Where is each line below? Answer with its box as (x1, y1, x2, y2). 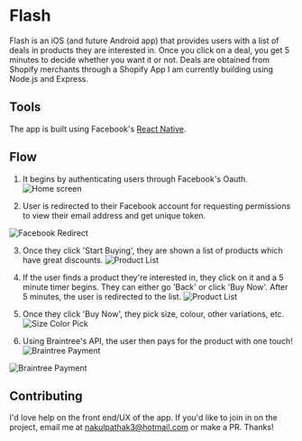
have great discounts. (22, 254, 104, 265)
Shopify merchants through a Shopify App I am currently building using (9, 64, 273, 75)
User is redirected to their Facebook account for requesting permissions (22, 200, 291, 211)
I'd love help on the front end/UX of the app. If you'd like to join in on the (9, 412, 278, 423)
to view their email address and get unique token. (22, 210, 206, 220)
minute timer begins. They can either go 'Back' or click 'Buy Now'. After (22, 281, 288, 292)
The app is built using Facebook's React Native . (9, 123, 187, 134)
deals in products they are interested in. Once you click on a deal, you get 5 (9, 44, 290, 55)
